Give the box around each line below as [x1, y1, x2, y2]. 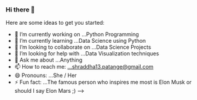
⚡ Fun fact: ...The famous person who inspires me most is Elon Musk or [14, 78, 192, 86]
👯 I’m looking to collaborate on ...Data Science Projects [14, 43, 152, 51]
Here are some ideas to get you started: [5, 19, 105, 27]
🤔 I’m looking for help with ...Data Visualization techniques [14, 50, 160, 57]
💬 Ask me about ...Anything [14, 57, 83, 64]
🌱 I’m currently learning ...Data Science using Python [14, 37, 146, 45]
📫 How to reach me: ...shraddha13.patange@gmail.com [14, 63, 153, 70]
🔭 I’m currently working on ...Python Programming [14, 31, 140, 38]
